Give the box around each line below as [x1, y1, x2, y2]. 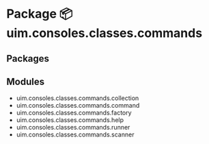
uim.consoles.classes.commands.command [16, 101, 140, 110]
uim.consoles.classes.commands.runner [16, 123, 130, 132]
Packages [6, 53, 49, 64]
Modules [6, 75, 45, 87]
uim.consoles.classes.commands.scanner [16, 130, 135, 139]
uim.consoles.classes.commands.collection [16, 94, 139, 102]
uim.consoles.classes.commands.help [16, 116, 124, 124]
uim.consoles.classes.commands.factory [16, 108, 132, 117]
